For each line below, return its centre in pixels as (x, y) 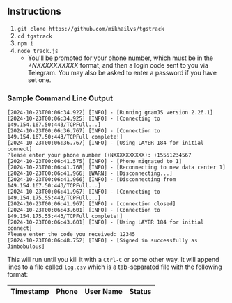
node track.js (38, 51)
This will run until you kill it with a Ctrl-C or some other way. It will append (113, 260)
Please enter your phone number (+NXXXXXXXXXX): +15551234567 (99, 155)
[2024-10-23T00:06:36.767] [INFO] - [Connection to (84, 131)
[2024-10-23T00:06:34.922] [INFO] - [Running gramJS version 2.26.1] (110, 113)
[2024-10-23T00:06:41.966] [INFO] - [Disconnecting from (92, 180)
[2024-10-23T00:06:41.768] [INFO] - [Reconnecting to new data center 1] (117, 168)
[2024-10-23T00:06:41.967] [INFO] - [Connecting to (84, 192)
